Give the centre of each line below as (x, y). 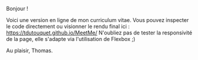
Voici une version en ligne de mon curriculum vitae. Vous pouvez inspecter (98, 20)
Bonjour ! (17, 9)
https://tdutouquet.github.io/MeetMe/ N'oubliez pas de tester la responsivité (99, 33)
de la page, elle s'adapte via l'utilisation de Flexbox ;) (71, 39)
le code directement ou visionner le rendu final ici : (68, 26)
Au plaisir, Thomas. (30, 50)
